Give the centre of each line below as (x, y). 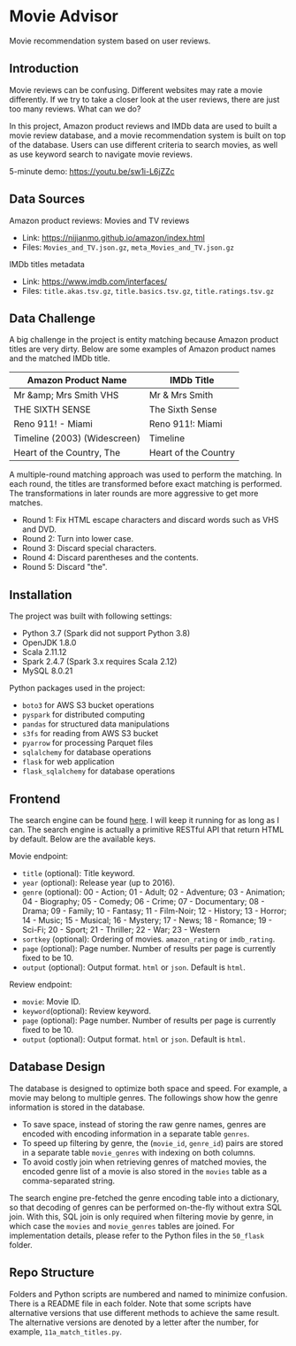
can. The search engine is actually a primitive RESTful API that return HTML (147, 830)
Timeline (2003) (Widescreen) (77, 438)
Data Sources (47, 200)
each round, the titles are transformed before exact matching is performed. (146, 484)
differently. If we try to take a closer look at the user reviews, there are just (144, 99)
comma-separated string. (68, 1181)
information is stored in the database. (77, 1107)
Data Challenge (52, 318)
